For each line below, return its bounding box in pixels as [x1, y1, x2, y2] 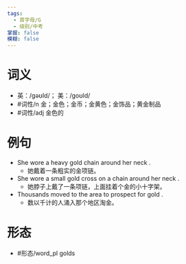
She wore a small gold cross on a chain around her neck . [16, 175, 180, 182]
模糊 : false [7, 36, 39, 43]
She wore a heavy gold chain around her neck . [16, 159, 151, 166]
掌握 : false [7, 29, 39, 36]
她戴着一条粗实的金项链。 [27, 166, 100, 175]
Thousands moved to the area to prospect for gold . [16, 190, 163, 198]
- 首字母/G [13, 16, 41, 23]
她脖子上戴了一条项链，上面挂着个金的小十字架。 [27, 183, 166, 190]
